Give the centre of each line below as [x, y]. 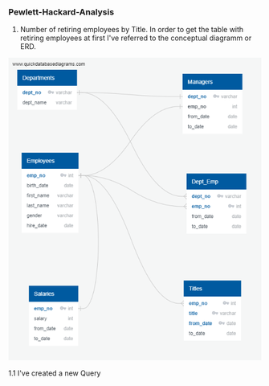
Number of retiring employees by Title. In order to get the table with [132, 30]
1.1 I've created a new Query [55, 373]
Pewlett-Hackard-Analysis [61, 12]
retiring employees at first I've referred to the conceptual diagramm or [136, 38]
